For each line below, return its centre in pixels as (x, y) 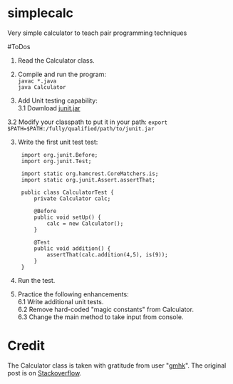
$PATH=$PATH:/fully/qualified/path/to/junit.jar (81, 129)
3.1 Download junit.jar (49, 108)
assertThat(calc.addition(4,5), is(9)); (108, 254)
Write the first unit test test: (58, 142)
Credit (26, 346)
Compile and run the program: (62, 74)
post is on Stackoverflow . (45, 373)
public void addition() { (72, 248)
